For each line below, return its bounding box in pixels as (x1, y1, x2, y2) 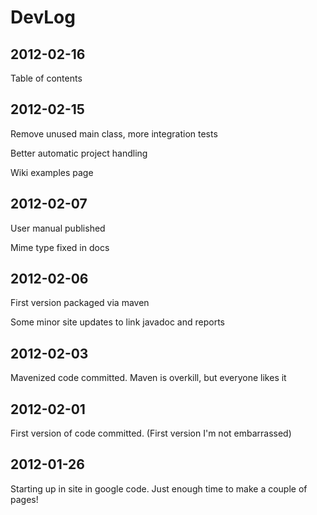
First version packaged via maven (10, 297, 150, 309)
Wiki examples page (10, 166, 94, 178)
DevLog (10, 6, 76, 29)
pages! (10, 493, 39, 505)
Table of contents (10, 72, 83, 84)
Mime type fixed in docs (10, 241, 110, 253)
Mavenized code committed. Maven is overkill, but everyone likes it (10, 372, 287, 384)
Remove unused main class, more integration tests (10, 127, 218, 140)
